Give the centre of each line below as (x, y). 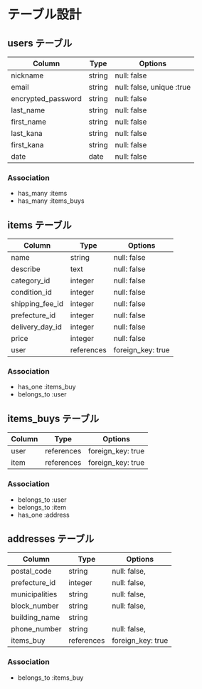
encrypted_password (46, 99)
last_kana (27, 133)
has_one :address (43, 515)
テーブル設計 (44, 15)
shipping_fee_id (37, 304)
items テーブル (40, 225)
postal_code (31, 572)
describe (26, 269)
